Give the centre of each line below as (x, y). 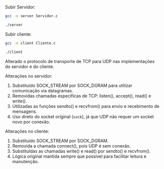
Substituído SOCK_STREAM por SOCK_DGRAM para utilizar (72, 85)
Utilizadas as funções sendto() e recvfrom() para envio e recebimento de (86, 106)
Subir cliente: (18, 34)
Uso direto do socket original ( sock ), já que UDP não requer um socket (83, 116)
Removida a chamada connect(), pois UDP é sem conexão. (71, 146)
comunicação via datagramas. (43, 90)
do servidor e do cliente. (30, 66)
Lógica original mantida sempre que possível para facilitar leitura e (79, 156)
